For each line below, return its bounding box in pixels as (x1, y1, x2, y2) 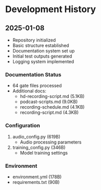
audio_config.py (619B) (12, 133, 61, 139)
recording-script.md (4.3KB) (20, 110, 79, 116)
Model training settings (20, 150, 68, 156)
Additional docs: (12, 88, 47, 94)
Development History (5, 4, 96, 15)
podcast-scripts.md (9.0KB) (20, 99, 78, 105)
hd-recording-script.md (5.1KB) (20, 93, 85, 100)
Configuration (5, 122, 40, 129)
